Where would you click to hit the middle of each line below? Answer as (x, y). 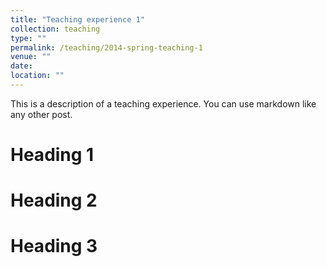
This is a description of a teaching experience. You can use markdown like (163, 103)
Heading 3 (54, 246)
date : (21, 66)
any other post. (41, 114)
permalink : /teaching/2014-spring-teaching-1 (106, 47)
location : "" (37, 76)
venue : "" (31, 57)
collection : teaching (55, 29)
